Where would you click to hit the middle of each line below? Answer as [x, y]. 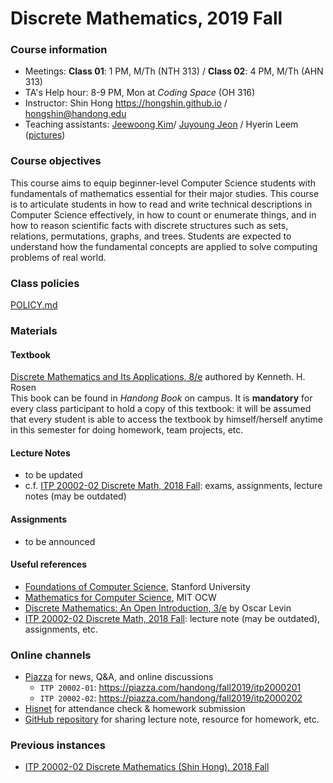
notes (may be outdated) [75, 496]
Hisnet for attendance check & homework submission [135, 709]
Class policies [45, 283]
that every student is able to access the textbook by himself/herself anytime [166, 419]
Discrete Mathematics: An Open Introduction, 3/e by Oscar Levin [158, 608]
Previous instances [58, 745]
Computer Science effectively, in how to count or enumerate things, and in [163, 214]
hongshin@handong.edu [75, 114]
